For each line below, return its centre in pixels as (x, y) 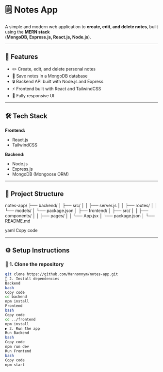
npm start (15, 365)
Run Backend (17, 333)
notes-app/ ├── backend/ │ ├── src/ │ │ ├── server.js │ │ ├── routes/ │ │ (81, 206)
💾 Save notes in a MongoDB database (50, 76)
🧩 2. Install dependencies (32, 279)
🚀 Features (22, 57)
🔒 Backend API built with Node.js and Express (57, 81)
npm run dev (17, 347)
